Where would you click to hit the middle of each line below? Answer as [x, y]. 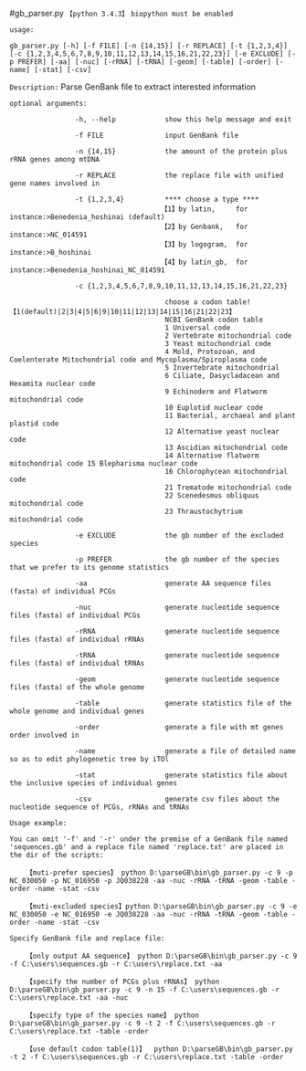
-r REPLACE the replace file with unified [179, 175]
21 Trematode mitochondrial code [228, 488]
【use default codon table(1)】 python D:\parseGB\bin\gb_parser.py [160, 1049]
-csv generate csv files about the [177, 799]
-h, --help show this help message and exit [183, 120]
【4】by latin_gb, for [204, 262]
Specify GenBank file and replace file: [88, 939]
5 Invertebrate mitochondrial [222, 368]
